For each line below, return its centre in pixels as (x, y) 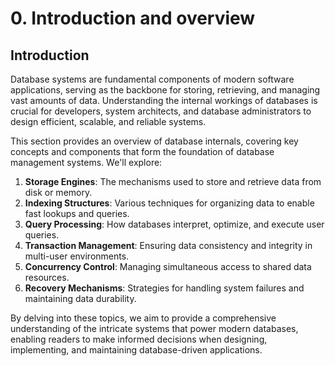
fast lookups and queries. (77, 213)
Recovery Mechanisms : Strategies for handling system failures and (164, 288)
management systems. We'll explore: (86, 162)
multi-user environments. (77, 256)
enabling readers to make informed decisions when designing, (139, 339)
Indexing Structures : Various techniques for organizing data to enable (169, 203)
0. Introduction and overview (133, 18)
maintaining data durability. (80, 298)
